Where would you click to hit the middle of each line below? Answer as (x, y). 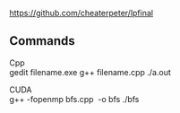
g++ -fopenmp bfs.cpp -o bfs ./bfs (74, 99)
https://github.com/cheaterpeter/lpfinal (81, 13)
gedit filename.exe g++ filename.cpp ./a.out (90, 72)
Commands (43, 41)
